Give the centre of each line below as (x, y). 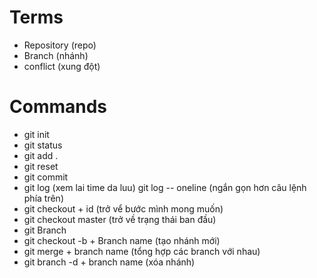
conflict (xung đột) (62, 66)
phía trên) (43, 198)
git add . (41, 155)
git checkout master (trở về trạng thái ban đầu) (120, 219)
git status (43, 145)
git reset (41, 166)
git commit (46, 177)
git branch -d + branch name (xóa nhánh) (109, 262)
